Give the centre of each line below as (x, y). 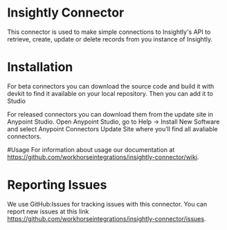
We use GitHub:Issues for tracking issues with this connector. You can (107, 204)
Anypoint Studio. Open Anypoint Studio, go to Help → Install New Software (113, 122)
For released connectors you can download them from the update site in (110, 114)
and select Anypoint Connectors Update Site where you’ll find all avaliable (112, 128)
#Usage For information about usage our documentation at (91, 149)
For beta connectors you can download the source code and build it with (111, 86)
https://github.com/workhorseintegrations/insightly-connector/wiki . (103, 157)
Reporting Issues (57, 185)
